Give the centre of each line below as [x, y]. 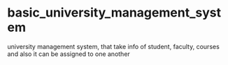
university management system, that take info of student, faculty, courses [114, 46]
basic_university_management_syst [114, 13]
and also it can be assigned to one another [69, 54]
